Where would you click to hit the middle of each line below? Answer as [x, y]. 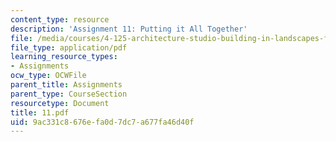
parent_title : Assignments [66, 85]
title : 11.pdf [40, 112]
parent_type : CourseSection [69, 94]
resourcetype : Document [60, 103]
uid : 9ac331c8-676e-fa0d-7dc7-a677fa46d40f [102, 122]
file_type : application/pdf [69, 47]
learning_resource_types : [64, 57]
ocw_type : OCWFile [48, 76]
